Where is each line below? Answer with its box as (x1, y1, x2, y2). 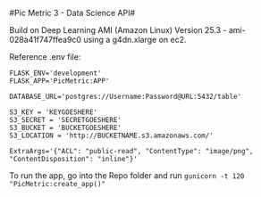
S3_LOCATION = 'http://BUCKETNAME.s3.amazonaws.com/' (9, 131, 215, 140)
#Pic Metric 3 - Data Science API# (9, 8, 136, 18)
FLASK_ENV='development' (9, 69, 102, 78)
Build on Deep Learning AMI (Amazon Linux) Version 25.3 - (9, 25, 227, 35)
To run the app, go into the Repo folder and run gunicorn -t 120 (9, 170, 245, 181)
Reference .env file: (9, 52, 81, 62)
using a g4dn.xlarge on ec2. (83, 35, 187, 45)
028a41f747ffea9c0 (9, 35, 82, 45)
